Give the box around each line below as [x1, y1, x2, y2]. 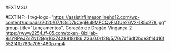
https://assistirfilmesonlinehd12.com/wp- [53, 14, 140, 20]
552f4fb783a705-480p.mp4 [5, 41, 65, 47]
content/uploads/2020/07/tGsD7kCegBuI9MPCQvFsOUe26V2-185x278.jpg [5, 20, 164, 25]
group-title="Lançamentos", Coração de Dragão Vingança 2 [5, 25, 132, 31]
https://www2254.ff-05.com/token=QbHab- [5, 30, 98, 36]
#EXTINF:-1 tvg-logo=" [5, 14, 54, 20]
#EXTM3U [5, 5, 27, 10]
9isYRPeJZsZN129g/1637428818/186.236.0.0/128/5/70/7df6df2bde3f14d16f [5, 35, 165, 41]
